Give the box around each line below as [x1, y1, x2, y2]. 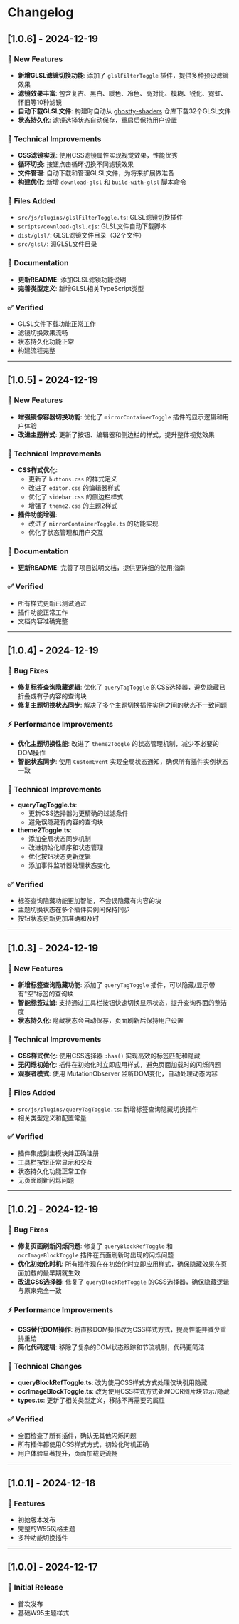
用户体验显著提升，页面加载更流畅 [17, 1449, 118, 1458]
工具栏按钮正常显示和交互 [17, 1158, 93, 1166]
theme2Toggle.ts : [17, 825, 73, 834]
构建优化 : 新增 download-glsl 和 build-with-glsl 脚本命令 [17, 178, 186, 186]
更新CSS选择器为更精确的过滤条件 [28, 809, 129, 817]
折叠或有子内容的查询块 [17, 692, 87, 700]
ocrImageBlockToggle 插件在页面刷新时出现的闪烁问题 [17, 1251, 174, 1260]
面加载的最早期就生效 [17, 1269, 80, 1277]
